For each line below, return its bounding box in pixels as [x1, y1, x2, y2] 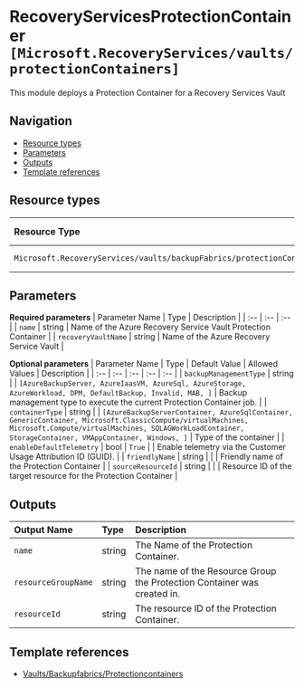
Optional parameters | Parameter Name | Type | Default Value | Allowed [9, 358, 279, 369]
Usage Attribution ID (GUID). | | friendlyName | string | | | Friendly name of [9, 451, 283, 463]
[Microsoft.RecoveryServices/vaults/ [9, 45, 294, 62]
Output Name [14, 523, 73, 536]
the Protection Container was [135, 577, 260, 589]
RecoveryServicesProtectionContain [9, 6, 292, 27]
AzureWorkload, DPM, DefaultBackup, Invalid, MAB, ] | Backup [9, 387, 248, 398]
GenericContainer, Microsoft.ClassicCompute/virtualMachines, [9, 416, 249, 425]
